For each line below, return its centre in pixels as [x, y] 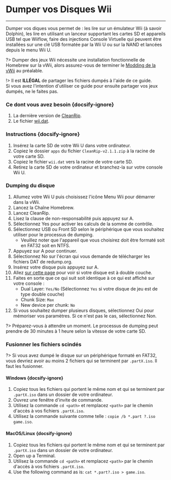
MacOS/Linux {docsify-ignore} [39, 433]
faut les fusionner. [25, 366]
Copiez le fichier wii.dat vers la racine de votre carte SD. [73, 162]
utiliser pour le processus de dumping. [53, 234]
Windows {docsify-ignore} [35, 378]
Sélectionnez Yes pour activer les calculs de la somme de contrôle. [83, 224]
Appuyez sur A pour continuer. [45, 251]
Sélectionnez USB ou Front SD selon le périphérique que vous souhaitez [89, 229]
